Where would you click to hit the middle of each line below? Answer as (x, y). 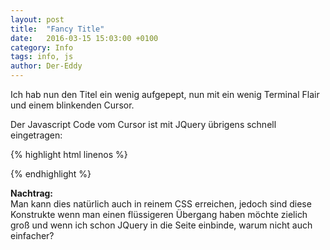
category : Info (42, 47)
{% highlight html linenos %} (69, 154)
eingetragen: (36, 135)
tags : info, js (42, 57)
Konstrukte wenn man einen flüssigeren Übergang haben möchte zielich (159, 214)
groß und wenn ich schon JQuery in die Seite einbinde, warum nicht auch (161, 225)
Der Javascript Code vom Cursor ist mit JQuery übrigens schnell (143, 124)
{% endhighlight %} (51, 174)
